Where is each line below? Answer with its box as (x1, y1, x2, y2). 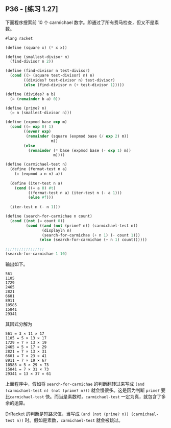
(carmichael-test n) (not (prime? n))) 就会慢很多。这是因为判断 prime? (5, 387, 160, 393)
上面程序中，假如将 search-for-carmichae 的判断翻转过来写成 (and (5, 381, 144, 387)
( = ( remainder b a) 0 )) (10, 96, 60, 101)
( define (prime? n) (5, 105, 47, 111)
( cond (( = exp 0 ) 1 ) (10, 124, 54, 129)
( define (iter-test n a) (10, 180, 63, 186)
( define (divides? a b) (5, 91, 56, 97)
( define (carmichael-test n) (5, 162, 67, 167)
